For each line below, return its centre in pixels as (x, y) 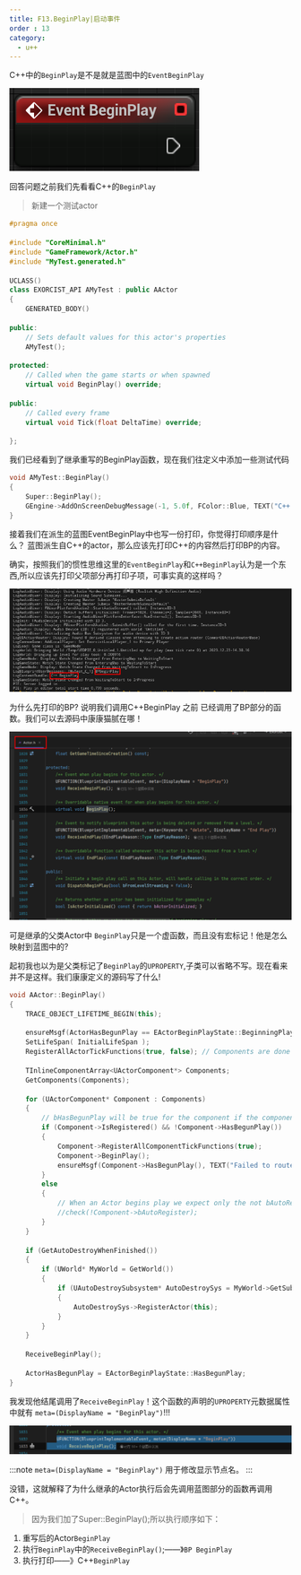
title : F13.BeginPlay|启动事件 (65, 19)
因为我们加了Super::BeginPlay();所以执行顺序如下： (126, 1518)
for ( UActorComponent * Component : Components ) (116, 1099)
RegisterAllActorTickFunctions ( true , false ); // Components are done (158, 1052)
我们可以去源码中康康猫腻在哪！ (84, 718)
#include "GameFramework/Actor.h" (74, 252)
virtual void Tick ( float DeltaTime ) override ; (114, 422)
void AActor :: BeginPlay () (57, 995)
